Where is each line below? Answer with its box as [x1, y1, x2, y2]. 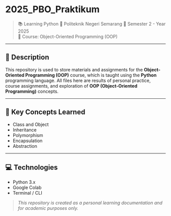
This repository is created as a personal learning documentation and [17, 200, 163, 206]
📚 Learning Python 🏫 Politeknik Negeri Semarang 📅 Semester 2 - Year [17, 20, 166, 26]
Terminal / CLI [12, 190, 42, 196]
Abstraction [12, 143, 37, 149]
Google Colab [12, 184, 42, 191]
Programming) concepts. [5, 88, 59, 94]
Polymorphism [12, 132, 43, 138]
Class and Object [12, 121, 49, 127]
